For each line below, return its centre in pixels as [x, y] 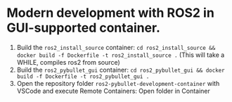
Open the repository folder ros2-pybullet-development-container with [118, 83]
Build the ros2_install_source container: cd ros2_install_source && [116, 47]
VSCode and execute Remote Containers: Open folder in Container [113, 91]
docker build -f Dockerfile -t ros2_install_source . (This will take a [121, 55]
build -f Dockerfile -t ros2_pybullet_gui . [83, 76]
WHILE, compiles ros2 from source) [68, 62]
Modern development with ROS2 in [111, 13]
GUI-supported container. [84, 28]
